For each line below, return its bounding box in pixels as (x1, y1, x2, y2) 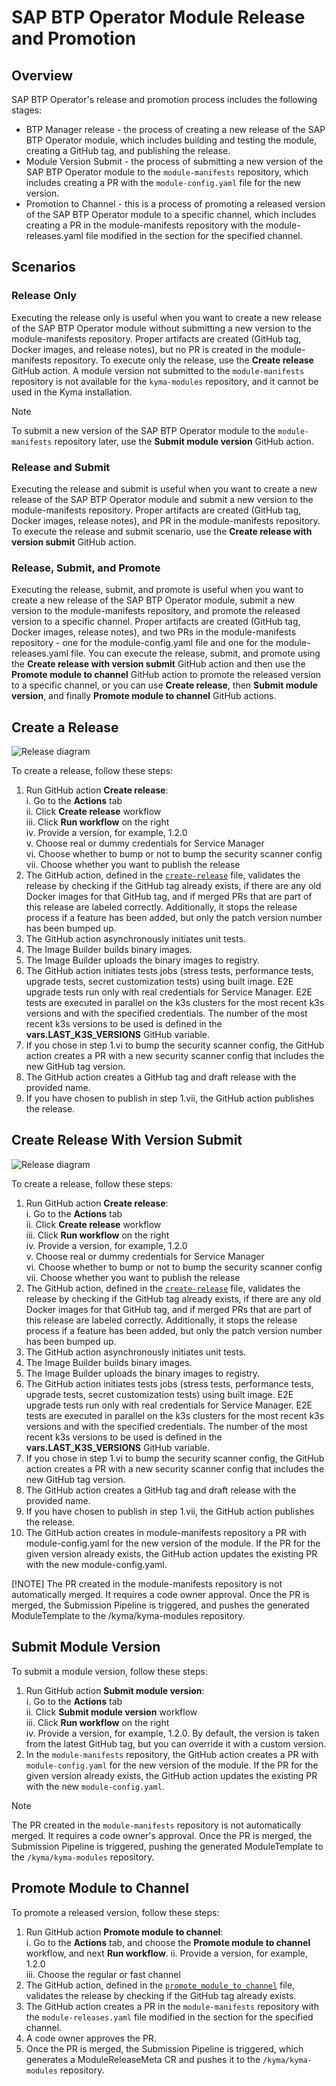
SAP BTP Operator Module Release (11, 6, 306, 29)
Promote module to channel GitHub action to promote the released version (11, 669, 322, 681)
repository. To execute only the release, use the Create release (53, 354, 314, 366)
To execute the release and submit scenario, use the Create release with (11, 525, 313, 537)
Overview (11, 67, 74, 84)
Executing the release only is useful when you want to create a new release (11, 311, 323, 323)
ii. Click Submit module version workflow (25, 1706, 198, 1718)
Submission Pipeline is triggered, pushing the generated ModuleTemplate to (11, 1840, 324, 1852)
